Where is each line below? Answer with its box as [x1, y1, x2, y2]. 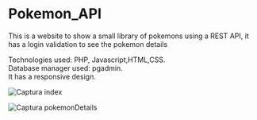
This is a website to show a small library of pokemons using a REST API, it [8, 31, 250, 41]
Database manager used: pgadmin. [8, 63, 123, 72]
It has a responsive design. [8, 72, 97, 81]
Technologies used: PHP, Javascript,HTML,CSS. [8, 55, 166, 64]
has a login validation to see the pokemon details [8, 39, 168, 48]
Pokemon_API [8, 5, 102, 23]
